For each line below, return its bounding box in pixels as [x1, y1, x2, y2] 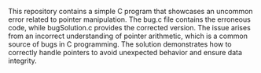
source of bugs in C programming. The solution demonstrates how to [8, 40, 232, 49]
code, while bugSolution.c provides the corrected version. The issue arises [8, 23, 252, 32]
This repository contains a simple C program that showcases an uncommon [8, 7, 253, 16]
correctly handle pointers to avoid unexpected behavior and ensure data [8, 48, 242, 57]
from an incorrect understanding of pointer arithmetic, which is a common [8, 31, 248, 40]
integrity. [8, 56, 37, 65]
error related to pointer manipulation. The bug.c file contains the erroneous [8, 15, 252, 24]
